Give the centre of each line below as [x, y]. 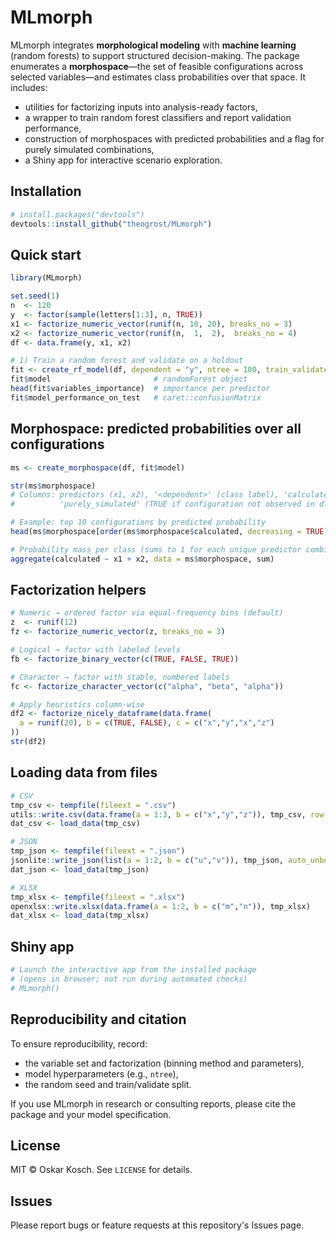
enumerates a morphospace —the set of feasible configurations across [157, 66]
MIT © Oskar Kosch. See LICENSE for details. [101, 1170]
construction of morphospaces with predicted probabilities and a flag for [174, 138]
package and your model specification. [91, 1114]
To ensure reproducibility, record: [79, 1043]
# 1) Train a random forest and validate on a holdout [127, 361]
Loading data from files [84, 772]
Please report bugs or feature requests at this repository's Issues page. [157, 1225]
